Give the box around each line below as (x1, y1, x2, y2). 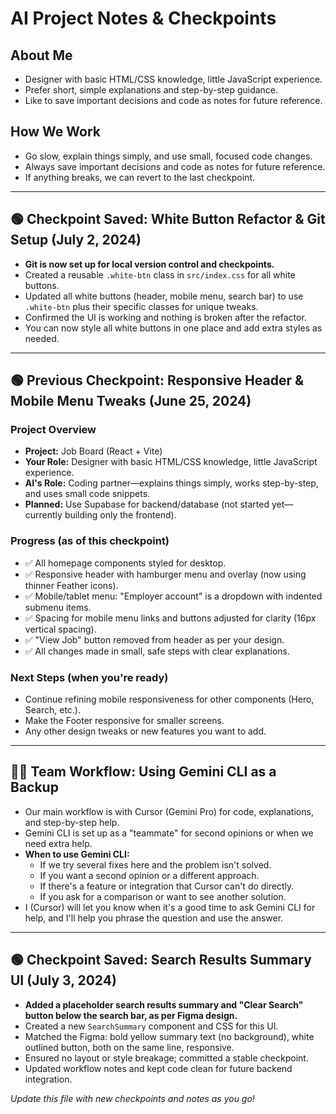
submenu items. (24, 601, 92, 613)
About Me (10, 47, 73, 64)
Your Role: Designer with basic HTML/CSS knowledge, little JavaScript (24, 456, 318, 468)
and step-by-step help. (24, 816, 120, 828)
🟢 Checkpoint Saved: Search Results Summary (10, 952, 312, 969)
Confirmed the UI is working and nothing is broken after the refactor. (24, 311, 307, 323)
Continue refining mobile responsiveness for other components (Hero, (24, 693, 315, 705)
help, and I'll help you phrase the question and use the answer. (24, 912, 284, 924)
